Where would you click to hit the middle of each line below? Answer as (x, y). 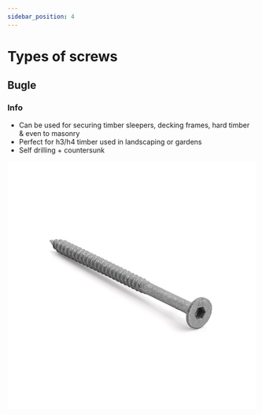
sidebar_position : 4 (41, 17)
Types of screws (63, 56)
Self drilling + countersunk (62, 150)
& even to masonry (49, 133)
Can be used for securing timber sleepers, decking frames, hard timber (134, 125)
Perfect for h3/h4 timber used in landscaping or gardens (110, 141)
